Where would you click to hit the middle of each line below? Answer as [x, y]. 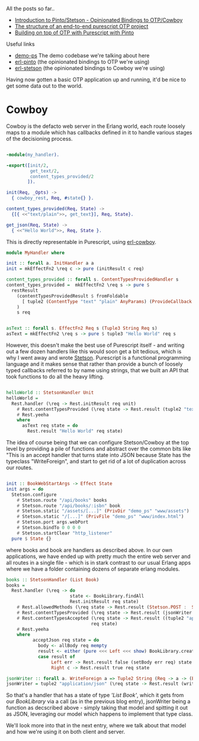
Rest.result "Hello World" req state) [75, 431]
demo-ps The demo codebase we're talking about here [82, 55]
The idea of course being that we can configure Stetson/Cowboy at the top [98, 443]
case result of [57, 656]
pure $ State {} [31, 539]
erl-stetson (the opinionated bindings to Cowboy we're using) [90, 68]
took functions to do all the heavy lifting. [55, 377]
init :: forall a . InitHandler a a [50, 263]
